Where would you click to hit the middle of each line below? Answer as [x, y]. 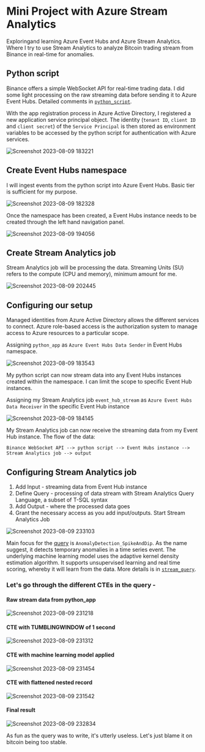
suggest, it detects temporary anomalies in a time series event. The [91, 550]
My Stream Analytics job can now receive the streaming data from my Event [102, 431]
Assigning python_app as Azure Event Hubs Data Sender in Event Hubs [94, 345]
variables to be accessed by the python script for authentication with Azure [101, 132]
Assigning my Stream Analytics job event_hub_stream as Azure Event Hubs [99, 400]
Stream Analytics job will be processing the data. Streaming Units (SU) [95, 268]
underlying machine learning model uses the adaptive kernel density [93, 556]
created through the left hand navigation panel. [65, 222]
